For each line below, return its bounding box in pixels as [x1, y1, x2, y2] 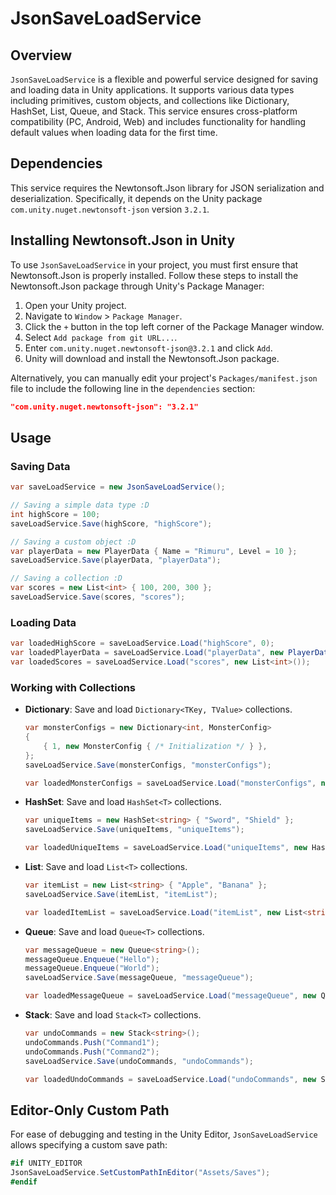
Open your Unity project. [24, 299, 127, 311]
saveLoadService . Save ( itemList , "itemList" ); [24, 889, 218, 899]
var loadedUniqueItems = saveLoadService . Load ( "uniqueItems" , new [24, 843, 308, 853]
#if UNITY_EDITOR [10, 1158, 83, 1169]
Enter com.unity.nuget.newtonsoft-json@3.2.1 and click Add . [24, 342, 273, 354]
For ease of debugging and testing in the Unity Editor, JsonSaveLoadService [10, 1128, 318, 1141]
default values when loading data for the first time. [10, 127, 218, 138]
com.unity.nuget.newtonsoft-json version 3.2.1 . [10, 203, 210, 215]
